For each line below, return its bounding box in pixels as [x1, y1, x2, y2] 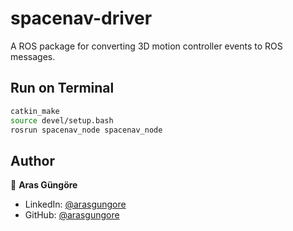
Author [10, 152, 55, 169]
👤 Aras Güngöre [10, 179, 78, 191]
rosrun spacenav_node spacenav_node [10, 125, 163, 135]
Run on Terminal [10, 80, 115, 97]
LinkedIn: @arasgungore [24, 198, 127, 211]
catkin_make [10, 106, 60, 116]
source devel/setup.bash [10, 115, 114, 126]
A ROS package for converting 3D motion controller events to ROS [10, 40, 283, 52]
